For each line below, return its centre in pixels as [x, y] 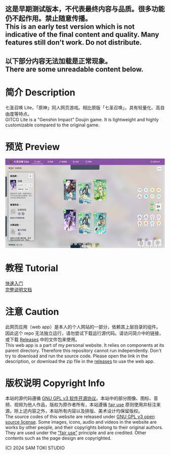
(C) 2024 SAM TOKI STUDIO [35, 448]
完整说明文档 [18, 290]
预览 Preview [33, 147]
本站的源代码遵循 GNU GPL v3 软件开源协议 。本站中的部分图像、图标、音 [82, 398]
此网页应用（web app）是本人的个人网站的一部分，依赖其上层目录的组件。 [83, 327]
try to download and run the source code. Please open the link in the [77, 356]
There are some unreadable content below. [74, 69]
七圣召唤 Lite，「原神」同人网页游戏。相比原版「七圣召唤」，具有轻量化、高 [83, 107]
